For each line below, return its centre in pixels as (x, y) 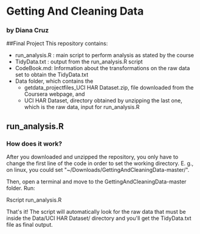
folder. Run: (21, 188)
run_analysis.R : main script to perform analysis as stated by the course (105, 55)
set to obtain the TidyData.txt (52, 75)
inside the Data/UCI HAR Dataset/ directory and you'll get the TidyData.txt (99, 218)
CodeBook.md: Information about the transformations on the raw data (102, 68)
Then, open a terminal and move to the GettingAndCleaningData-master (96, 182)
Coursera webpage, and (54, 94)
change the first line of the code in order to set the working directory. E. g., (100, 163)
